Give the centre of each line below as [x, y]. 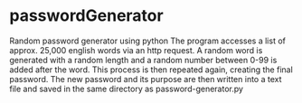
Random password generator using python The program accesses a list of [148, 41]
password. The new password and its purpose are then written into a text [146, 79]
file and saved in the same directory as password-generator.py [127, 89]
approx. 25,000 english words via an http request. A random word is [136, 50]
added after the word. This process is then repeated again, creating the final [151, 70]
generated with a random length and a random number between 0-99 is [143, 60]
